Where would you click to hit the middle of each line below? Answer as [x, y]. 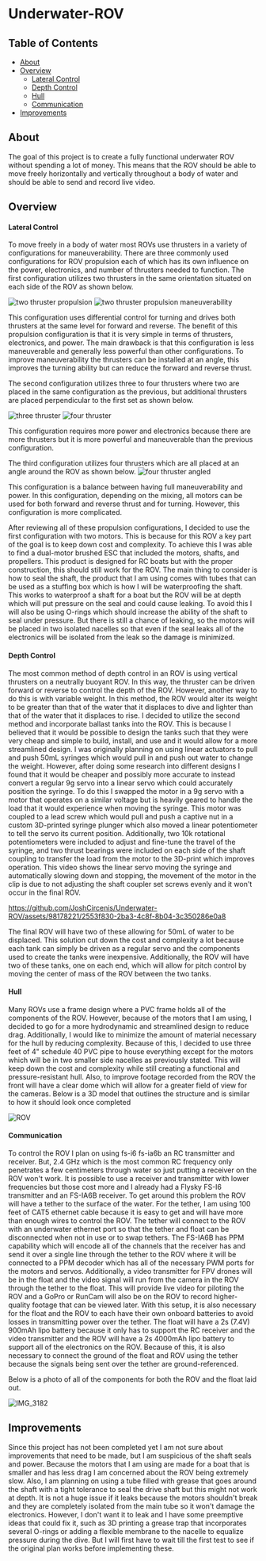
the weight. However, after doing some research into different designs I [124, 765]
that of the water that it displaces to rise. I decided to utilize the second [124, 715]
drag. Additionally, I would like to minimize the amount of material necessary [133, 1034]
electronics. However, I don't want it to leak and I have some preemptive [126, 1514]
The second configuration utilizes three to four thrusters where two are [124, 384]
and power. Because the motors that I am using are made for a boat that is [129, 1463]
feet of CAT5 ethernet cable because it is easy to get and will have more [126, 1212]
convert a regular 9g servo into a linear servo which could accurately [121, 783]
